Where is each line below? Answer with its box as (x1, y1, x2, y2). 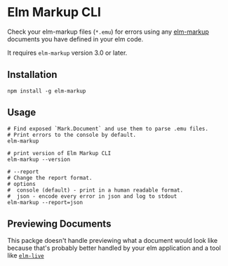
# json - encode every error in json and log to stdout (7, 192, 177, 200)
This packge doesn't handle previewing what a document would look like (7, 237, 218, 245)
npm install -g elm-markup (7, 87, 86, 95)
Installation (7, 69, 58, 81)
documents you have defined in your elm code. (7, 34, 144, 43)
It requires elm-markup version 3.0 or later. (7, 48, 128, 57)
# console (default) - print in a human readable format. (7, 187, 184, 194)
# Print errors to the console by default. (7, 131, 137, 138)
